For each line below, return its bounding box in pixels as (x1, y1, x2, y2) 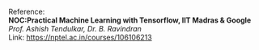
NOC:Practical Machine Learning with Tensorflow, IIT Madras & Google (8, 15, 252, 25)
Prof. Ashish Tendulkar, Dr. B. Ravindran (8, 24, 142, 33)
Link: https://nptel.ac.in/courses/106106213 (8, 32, 152, 42)
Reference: (8, 7, 45, 16)
